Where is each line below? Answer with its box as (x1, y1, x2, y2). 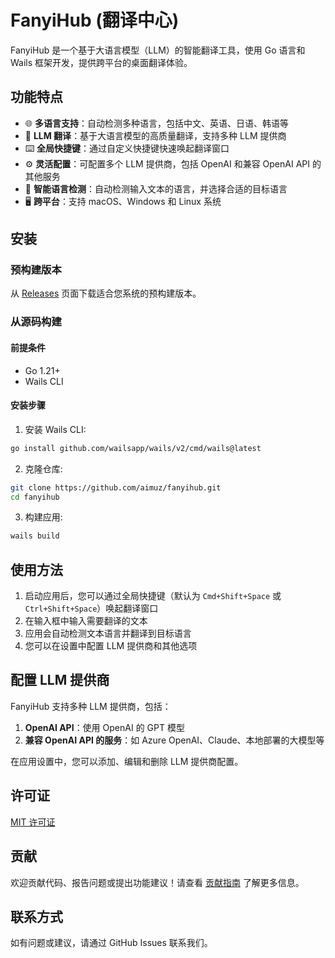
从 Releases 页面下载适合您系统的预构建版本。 (10, 287, 202, 300)
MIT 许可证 (10, 816, 56, 828)
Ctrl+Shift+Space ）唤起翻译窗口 (24, 602, 159, 615)
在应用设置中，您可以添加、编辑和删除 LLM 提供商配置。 (10, 755, 244, 767)
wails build (10, 531, 60, 541)
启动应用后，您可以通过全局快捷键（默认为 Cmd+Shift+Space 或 (24, 590, 282, 602)
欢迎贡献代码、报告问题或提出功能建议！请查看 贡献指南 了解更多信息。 (10, 876, 305, 888)
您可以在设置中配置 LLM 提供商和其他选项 (24, 640, 198, 652)
